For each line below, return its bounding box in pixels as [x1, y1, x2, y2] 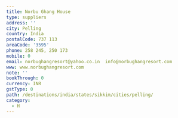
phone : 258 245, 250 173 [6, 48, 68, 54]
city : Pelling [6, 25, 42, 32]
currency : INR [6, 81, 42, 87]
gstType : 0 [6, 86, 33, 92]
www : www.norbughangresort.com [6, 64, 84, 70]
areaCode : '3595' [6, 42, 50, 48]
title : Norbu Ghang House [6, 8, 70, 15]
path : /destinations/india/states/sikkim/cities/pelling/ [6, 92, 154, 98]
